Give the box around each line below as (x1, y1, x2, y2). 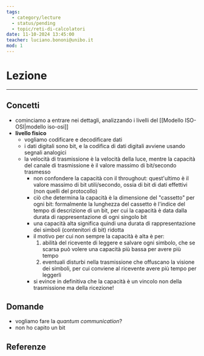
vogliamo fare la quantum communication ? (15, 318, 123, 325)
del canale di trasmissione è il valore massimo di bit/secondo (24, 161, 177, 169)
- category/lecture (12, 15, 61, 21)
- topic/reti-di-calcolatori (12, 25, 86, 32)
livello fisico (15, 129, 47, 136)
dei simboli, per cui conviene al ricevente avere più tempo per (42, 264, 197, 272)
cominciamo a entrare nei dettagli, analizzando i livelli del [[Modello (15, 116, 184, 124)
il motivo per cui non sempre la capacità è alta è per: (33, 232, 165, 240)
